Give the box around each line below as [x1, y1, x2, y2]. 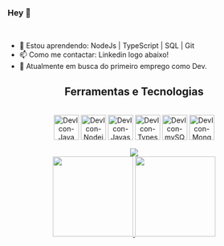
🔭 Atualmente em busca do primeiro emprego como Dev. [18, 62, 208, 71]
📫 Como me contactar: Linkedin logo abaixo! [18, 50, 169, 59]
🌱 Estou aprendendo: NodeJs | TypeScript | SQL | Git [18, 41, 194, 50]
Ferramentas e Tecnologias [64, 84, 204, 99]
